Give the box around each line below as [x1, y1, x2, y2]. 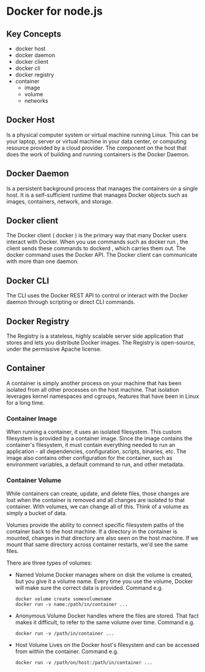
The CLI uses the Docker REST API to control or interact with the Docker [6, 292, 188, 299]
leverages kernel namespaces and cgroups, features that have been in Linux [6, 392, 199, 400]
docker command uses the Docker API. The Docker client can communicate [6, 251, 198, 259]
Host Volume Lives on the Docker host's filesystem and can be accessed [15, 641, 199, 649]
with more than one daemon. [6, 258, 79, 265]
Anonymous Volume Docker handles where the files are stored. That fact [15, 612, 199, 620]
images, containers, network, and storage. [6, 197, 113, 205]
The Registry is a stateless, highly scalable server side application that [6, 332, 184, 340]
